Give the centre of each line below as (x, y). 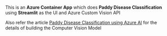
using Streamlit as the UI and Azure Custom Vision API (63, 13)
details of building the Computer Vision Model (53, 28)
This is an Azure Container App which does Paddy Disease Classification (84, 7)
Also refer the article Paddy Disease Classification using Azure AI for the (81, 23)
